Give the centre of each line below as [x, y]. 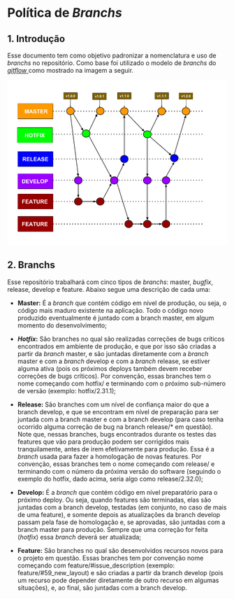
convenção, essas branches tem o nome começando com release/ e [116, 464]
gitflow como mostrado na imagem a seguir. [71, 70]
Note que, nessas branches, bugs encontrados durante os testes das [117, 434]
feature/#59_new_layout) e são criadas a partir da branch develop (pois [120, 572]
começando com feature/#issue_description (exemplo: [96, 565]
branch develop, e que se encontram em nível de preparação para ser [118, 411]
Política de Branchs [65, 13]
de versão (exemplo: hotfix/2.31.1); [67, 390]
